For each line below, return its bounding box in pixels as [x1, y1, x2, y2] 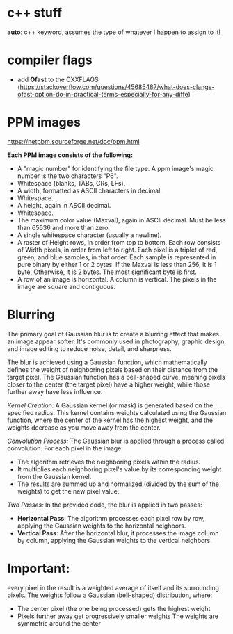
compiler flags [7, 52, 93, 68]
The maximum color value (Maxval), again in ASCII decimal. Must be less [17, 216, 226, 224]
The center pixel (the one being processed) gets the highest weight [17, 604, 211, 612]
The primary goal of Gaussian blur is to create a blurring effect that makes [7, 330, 220, 338]
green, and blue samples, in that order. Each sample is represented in [17, 252, 216, 261]
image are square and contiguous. [17, 282, 116, 291]
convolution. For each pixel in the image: [7, 444, 124, 453]
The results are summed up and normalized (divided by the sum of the [17, 480, 219, 488]
